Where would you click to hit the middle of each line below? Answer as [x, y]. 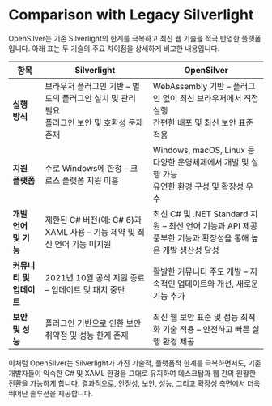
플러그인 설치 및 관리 [99, 98]
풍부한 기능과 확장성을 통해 [201, 238]
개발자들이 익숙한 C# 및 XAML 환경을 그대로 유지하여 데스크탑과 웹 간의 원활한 [132, 373]
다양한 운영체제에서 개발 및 [201, 162]
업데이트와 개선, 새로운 [218, 284]
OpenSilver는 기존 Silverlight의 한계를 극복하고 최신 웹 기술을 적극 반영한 [124, 38]
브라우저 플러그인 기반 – [88, 86]
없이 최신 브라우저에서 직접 [210, 98]
